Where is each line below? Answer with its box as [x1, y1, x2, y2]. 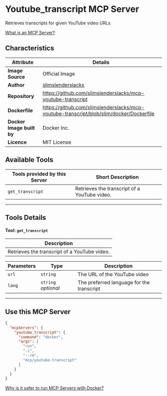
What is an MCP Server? [5, 29, 55, 35]
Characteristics [5, 44, 55, 53]
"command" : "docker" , [18, 334, 64, 339]
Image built [7, 124, 35, 131]
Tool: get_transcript [5, 227, 48, 233]
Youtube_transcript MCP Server [5, 3, 139, 15]
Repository [7, 93, 34, 99]
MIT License [42, 138, 72, 145]
